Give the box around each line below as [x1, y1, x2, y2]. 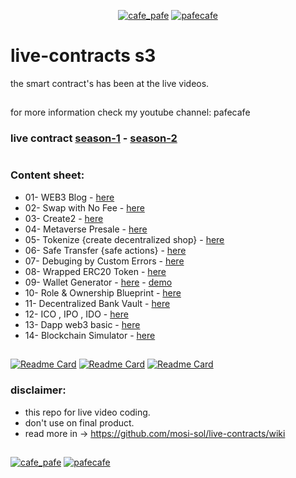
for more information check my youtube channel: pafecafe [10, 106, 251, 119]
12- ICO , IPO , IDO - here [24, 308, 129, 320]
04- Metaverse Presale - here [24, 223, 148, 235]
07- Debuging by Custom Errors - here [24, 255, 185, 267]
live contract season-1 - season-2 [10, 131, 178, 145]
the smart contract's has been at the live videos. [10, 77, 210, 89]
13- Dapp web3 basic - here [24, 318, 141, 330]
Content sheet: [10, 168, 85, 182]
